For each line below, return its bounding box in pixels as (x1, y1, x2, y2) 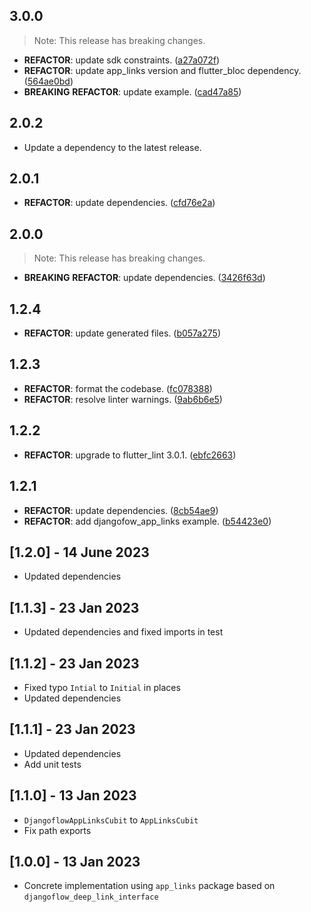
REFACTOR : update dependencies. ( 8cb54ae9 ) (23, 504, 219, 516)
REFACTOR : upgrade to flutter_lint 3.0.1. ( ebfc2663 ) (23, 449, 237, 461)
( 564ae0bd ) (23, 75, 74, 87)
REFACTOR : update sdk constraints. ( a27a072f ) (23, 54, 221, 66)
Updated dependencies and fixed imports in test (23, 626, 224, 638)
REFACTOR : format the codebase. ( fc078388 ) (23, 382, 213, 394)
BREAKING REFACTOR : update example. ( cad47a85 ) (23, 85, 242, 98)
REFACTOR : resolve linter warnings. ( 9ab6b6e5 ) (23, 393, 223, 405)
